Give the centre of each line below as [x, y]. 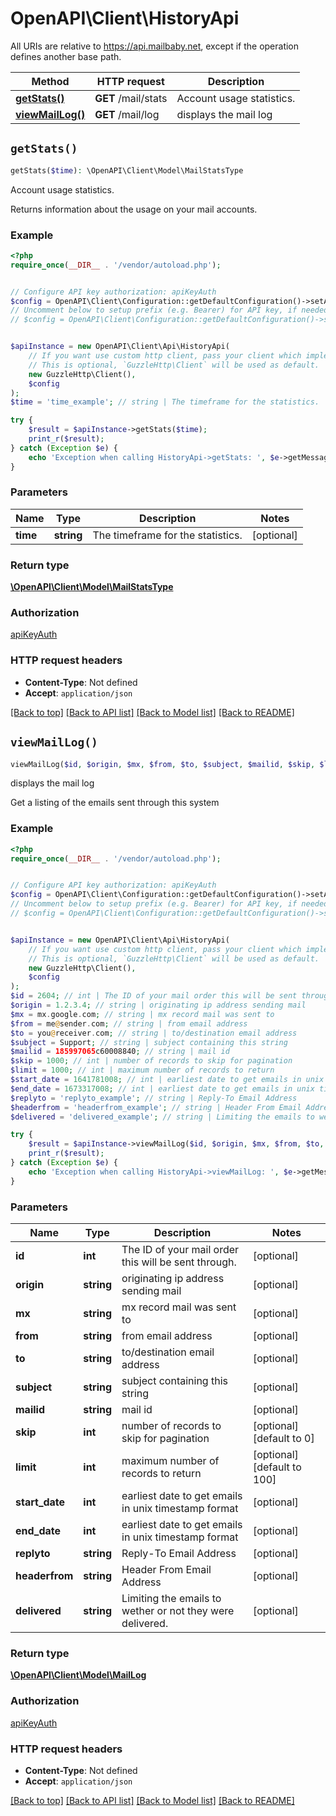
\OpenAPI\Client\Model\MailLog [78, 1675]
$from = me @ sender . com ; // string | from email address [129, 1023]
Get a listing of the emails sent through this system [115, 803]
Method [50, 81]
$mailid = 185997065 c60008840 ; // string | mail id [120, 1052]
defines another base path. [66, 56]
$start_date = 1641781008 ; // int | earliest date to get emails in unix [167, 1080]
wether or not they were [178, 1611]
